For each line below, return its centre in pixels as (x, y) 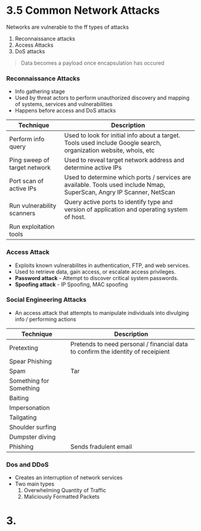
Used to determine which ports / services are (128, 177)
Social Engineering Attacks (46, 300)
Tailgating (23, 417)
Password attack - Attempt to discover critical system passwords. (97, 278)
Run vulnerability (33, 206)
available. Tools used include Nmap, (115, 185)
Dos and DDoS (28, 465)
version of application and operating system (126, 210)
